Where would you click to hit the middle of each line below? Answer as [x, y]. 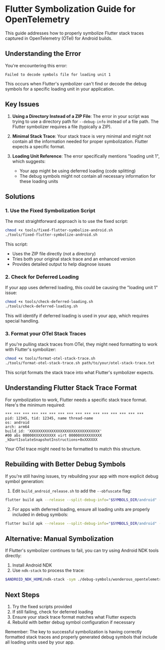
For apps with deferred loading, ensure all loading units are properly [81, 509]
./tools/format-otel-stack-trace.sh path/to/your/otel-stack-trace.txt [80, 363]
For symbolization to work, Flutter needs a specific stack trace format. [76, 400]
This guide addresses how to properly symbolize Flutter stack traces [74, 33]
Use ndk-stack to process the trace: [48, 570]
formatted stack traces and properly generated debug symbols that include [81, 637]
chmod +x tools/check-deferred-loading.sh [49, 302]
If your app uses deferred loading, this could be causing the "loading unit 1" [82, 288]
